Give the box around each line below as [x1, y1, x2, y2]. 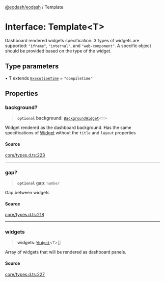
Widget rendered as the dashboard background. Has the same [5, 125, 132, 130]
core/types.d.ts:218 [5, 212, 44, 218]
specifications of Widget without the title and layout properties [5, 130, 136, 136]
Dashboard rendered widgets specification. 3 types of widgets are [5, 37, 139, 43]
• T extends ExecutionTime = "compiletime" [5, 75, 93, 81]
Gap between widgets [5, 189, 50, 195]
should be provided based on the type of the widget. [5, 48, 111, 53]
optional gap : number [17, 180, 60, 186]
